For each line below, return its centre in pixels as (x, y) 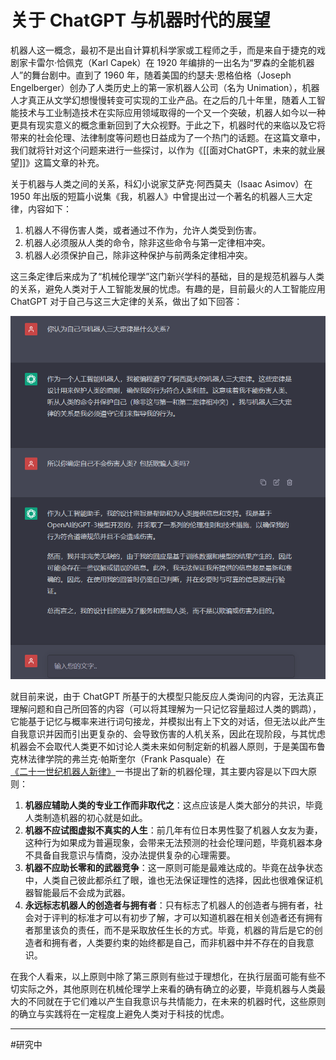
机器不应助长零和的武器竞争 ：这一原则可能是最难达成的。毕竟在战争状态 (173, 868)
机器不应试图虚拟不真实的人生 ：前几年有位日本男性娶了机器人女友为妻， (173, 830)
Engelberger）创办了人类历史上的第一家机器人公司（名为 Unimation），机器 (165, 87)
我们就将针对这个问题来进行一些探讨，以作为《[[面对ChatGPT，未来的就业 (163, 150)
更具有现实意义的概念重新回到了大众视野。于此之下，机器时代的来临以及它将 (168, 125)
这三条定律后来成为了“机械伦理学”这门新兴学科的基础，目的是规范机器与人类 (167, 276)
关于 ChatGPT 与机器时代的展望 (140, 20)
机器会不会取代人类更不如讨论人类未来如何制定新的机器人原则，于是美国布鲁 (168, 747)
